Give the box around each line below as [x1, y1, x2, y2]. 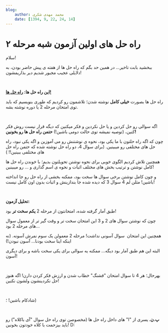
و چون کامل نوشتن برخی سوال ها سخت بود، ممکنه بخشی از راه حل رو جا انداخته [5, 173, 156, 180]
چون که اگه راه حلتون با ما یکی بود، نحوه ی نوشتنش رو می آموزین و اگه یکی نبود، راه [5, 138, 163, 144]
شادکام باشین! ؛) [5, 297, 37, 303]
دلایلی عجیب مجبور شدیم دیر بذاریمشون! [5, 69, 82, 75]
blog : [5, 7, 17, 12]
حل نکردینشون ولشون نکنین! [5, 278, 59, 284]
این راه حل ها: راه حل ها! [5, 89, 51, 95]
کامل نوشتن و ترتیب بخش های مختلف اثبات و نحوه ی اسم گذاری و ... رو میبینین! [5, 164, 154, 170]
